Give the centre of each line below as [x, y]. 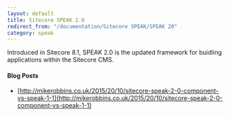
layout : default [30, 13]
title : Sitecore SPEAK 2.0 [46, 20]
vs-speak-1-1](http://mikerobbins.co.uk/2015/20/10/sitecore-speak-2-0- [120, 98]
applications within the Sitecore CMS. [60, 60]
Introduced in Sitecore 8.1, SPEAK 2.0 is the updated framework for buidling [115, 52]
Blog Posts [23, 75]
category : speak [30, 33]
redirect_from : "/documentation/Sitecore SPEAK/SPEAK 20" [92, 26]
